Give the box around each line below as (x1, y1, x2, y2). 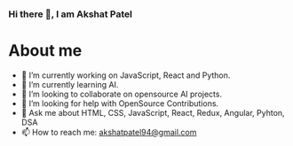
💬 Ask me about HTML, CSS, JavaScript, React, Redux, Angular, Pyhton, (20, 107, 285, 118)
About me (8, 41, 83, 61)
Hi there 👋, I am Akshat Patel (8, 8, 133, 20)
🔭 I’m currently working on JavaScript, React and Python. (20, 70, 231, 81)
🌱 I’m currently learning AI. (20, 79, 119, 89)
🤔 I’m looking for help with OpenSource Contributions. (20, 97, 219, 109)
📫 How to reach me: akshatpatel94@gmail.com (20, 127, 197, 137)
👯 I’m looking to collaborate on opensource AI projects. (20, 88, 223, 99)
